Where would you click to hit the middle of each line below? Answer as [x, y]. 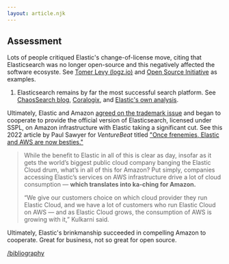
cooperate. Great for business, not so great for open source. [92, 240]
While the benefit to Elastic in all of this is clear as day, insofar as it [118, 155]
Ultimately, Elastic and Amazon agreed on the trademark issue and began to [114, 113]
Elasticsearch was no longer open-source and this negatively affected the [111, 65]
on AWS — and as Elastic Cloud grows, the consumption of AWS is [118, 212]
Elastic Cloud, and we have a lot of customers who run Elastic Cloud [120, 205]
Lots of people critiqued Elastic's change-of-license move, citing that [104, 57]
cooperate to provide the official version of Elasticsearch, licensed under [109, 120]
